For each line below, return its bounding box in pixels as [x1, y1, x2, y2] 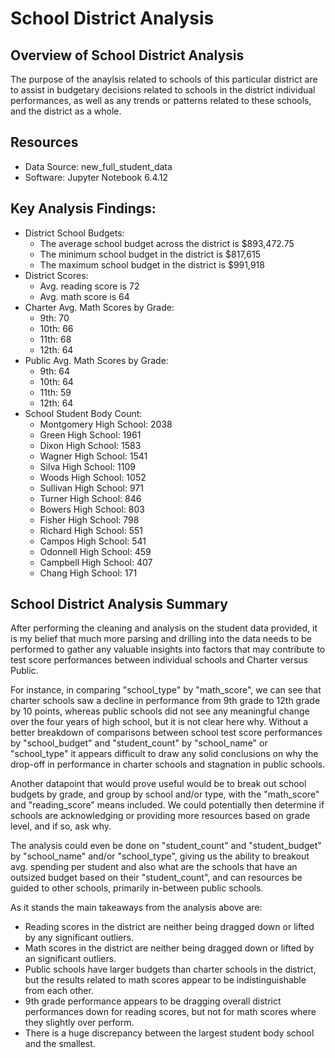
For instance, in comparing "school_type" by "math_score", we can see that [10, 684, 322, 696]
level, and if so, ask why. [10, 820, 112, 832]
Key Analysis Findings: [10, 200, 157, 217]
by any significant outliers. [24, 932, 134, 944]
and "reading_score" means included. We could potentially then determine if [10, 799, 325, 811]
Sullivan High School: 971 [39, 482, 144, 494]
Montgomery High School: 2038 [39, 418, 173, 430]
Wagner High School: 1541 [39, 450, 148, 462]
